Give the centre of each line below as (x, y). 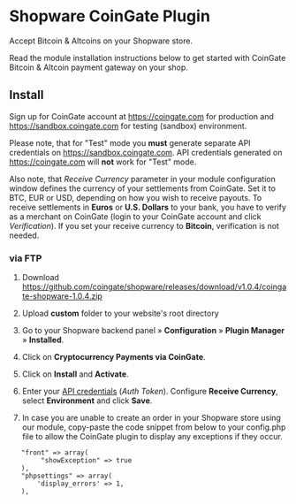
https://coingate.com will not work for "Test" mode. (103, 162)
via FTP (26, 258)
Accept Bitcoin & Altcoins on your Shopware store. (101, 41)
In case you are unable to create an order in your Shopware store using (151, 418)
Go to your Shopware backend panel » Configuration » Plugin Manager (153, 331)
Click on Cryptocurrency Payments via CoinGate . (114, 357)
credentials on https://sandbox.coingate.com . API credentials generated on (146, 152)
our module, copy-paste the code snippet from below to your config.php (154, 427)
